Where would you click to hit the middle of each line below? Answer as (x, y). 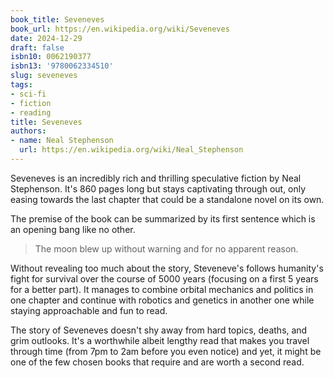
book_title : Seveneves (57, 19)
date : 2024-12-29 (46, 38)
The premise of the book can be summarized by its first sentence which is (163, 218)
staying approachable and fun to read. (89, 310)
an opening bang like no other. (73, 229)
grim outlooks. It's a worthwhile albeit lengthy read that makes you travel (160, 340)
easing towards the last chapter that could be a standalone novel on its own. (167, 199)
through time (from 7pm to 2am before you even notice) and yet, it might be (166, 351)
